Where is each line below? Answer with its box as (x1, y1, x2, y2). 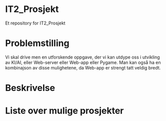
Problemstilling (5, 37, 69, 49)
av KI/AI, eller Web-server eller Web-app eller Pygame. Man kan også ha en (5, 59, 161, 65)
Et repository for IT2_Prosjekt (5, 20, 66, 26)
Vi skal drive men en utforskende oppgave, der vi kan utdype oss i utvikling (5, 54, 160, 60)
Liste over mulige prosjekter (5, 105, 124, 116)
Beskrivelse (5, 82, 55, 93)
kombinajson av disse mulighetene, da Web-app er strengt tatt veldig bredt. (5, 64, 161, 70)
